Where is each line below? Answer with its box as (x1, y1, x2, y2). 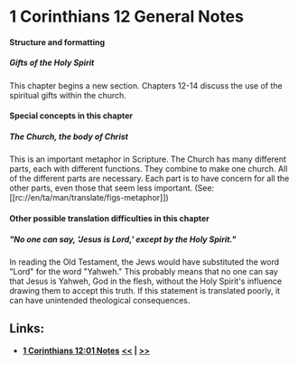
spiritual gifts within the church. (9, 89, 126, 100)
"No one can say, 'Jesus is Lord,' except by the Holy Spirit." (9, 233, 237, 245)
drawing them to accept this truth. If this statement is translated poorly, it (9, 285, 281, 295)
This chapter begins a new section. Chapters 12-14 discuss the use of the (9, 80, 283, 91)
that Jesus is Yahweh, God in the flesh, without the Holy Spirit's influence (9, 276, 283, 286)
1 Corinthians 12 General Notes (9, 6, 244, 27)
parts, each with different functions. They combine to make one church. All (9, 164, 288, 174)
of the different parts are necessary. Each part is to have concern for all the (9, 173, 290, 184)
